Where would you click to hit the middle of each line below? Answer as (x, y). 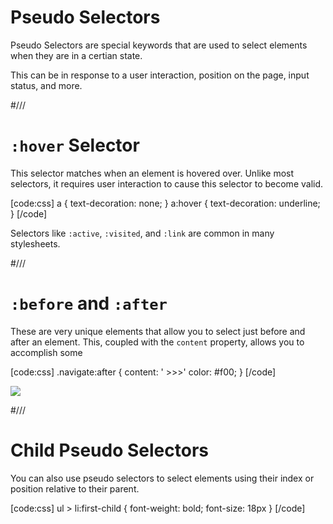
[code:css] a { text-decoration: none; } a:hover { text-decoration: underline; (165, 203)
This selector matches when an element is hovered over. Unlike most (152, 173)
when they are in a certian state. (76, 55)
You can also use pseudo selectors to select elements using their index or (162, 478)
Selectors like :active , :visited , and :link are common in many (142, 233)
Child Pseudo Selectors (109, 450)
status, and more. (46, 85)
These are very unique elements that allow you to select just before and (158, 331)
